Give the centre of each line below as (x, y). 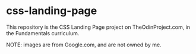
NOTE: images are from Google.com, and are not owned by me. (84, 45)
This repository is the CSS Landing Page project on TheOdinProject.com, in (98, 27)
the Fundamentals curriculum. (43, 33)
